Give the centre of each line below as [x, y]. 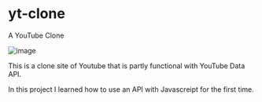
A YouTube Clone [36, 35]
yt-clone [37, 14]
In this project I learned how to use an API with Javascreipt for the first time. [131, 89]
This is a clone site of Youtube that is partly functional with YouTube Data [127, 66]
